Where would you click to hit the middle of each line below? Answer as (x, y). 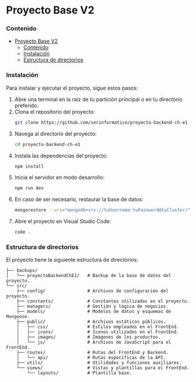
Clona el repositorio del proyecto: (55, 111)
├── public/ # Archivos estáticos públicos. (91, 322)
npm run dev (29, 188)
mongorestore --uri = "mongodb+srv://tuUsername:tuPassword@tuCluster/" (102, 210)
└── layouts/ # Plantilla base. (80, 373)
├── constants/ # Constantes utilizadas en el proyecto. (103, 301)
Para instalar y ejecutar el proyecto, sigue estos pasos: (72, 88)
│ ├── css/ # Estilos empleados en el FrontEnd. (98, 327)
